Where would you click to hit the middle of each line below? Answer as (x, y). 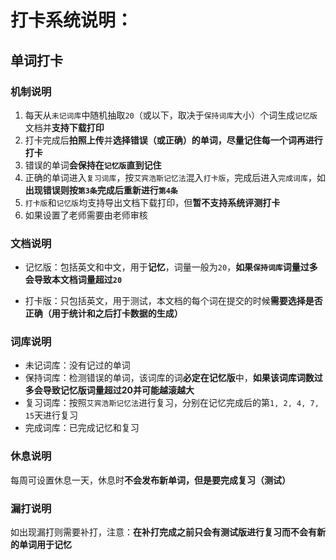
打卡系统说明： (72, 20)
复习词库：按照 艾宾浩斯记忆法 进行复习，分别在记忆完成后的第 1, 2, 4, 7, (172, 403)
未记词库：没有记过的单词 (77, 365)
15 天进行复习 (51, 415)
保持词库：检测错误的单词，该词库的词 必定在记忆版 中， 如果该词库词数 (169, 378)
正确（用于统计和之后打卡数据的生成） (103, 313)
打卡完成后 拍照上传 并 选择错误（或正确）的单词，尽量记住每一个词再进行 (173, 140)
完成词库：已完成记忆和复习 (82, 428)
